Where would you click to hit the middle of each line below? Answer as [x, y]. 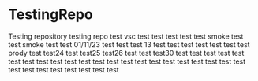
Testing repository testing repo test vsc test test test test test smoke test [126, 36]
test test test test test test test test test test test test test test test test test [127, 61]
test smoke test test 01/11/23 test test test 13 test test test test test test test [129, 44]
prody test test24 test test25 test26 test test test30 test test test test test [126, 53]
